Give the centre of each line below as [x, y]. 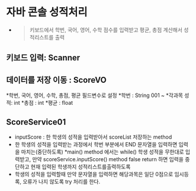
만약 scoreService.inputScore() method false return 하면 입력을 [108, 159]
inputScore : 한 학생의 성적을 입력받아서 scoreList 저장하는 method [93, 137]
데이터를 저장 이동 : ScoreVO [56, 80]
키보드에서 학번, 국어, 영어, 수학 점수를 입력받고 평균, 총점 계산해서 [106, 30]
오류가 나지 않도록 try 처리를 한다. [62, 181]
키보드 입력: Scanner [43, 58]
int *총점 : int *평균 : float [44, 103]
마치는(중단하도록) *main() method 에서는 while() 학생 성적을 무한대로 [103, 152]
